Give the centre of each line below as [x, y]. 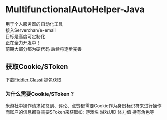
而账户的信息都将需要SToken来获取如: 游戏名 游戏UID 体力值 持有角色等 [80, 112]
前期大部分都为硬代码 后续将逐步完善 [44, 49]
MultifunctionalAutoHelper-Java [75, 9]
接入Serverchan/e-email [30, 30]
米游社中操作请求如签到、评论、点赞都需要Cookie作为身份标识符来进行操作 [83, 106]
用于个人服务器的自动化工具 [34, 24]
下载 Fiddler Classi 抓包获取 [33, 80]
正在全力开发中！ [23, 43]
